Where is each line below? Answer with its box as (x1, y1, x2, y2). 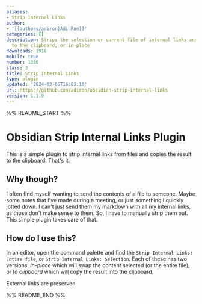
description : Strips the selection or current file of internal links (6, 37, 187, 43)
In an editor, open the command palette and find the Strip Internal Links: (6, 249, 193, 256)
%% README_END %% (6, 291, 66, 299)
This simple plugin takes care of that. (6, 216, 98, 223)
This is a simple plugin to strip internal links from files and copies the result (6, 150, 192, 157)
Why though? (6, 174, 58, 184)
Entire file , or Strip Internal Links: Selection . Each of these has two (6, 255, 188, 262)
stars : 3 (6, 64, 28, 71)
